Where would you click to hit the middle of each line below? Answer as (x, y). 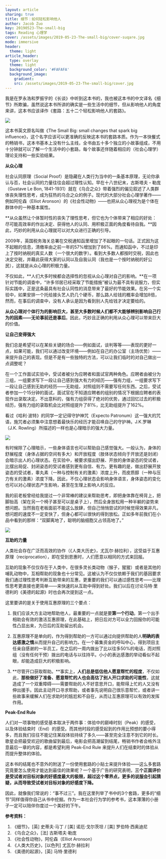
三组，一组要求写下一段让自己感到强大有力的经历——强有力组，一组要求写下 (83, 380)
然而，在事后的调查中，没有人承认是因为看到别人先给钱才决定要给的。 (77, 301)
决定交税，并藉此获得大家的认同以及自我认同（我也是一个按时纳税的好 (77, 259)
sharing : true (20, 14)
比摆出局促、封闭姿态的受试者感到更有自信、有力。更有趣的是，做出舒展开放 (83, 466)
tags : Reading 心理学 (26, 33)
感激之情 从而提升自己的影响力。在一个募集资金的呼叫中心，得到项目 (86, 642)
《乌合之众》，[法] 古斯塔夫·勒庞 (44, 833)
